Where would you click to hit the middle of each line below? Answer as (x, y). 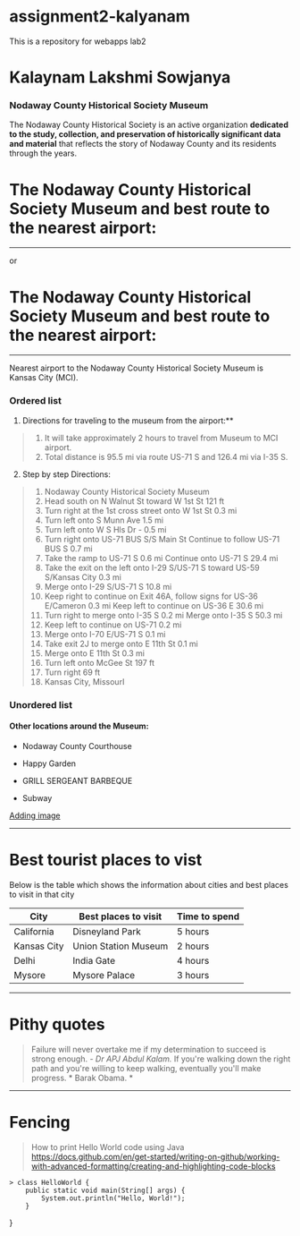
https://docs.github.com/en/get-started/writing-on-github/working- (155, 1156)
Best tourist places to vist (106, 860)
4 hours (193, 960)
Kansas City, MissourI (84, 681)
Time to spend (208, 916)
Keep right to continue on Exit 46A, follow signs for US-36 (151, 596)
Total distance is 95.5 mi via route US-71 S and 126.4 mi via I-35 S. (166, 456)
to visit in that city (42, 894)
